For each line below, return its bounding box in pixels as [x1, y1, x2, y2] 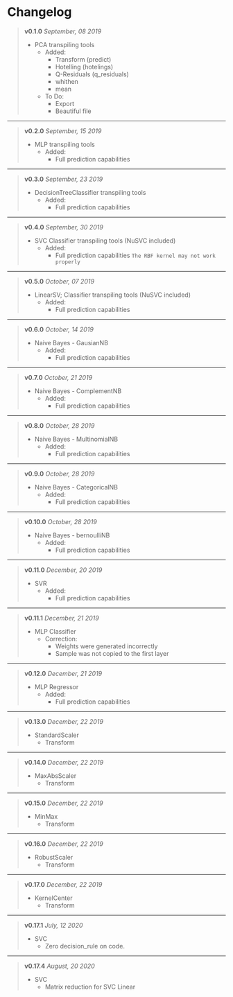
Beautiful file [55, 107, 92, 115]
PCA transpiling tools [34, 40, 95, 49]
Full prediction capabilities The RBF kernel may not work [55, 251, 216, 259]
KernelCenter [34, 894, 73, 902]
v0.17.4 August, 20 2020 [24, 962, 95, 970]
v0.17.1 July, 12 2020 [24, 921, 83, 929]
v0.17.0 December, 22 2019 [24, 880, 103, 888]
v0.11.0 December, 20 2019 [24, 566, 103, 574]
